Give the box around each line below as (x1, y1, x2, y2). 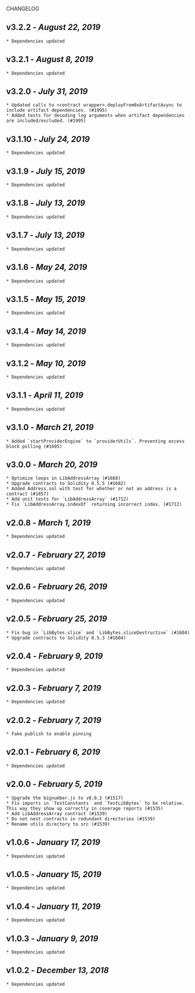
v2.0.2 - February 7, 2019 (6, 715, 102, 725)
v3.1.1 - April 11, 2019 (6, 391, 84, 401)
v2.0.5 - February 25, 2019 (6, 614, 108, 624)
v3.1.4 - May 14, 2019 (6, 326, 86, 336)
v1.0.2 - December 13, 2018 (6, 966, 109, 976)
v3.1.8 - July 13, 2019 (6, 198, 86, 208)
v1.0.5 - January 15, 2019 (6, 869, 102, 880)
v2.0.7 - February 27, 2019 (6, 549, 106, 560)
